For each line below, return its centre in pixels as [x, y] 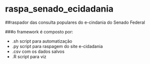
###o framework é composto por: [39, 32]
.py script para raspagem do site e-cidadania [57, 46]
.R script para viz [29, 56]
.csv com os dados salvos [38, 51]
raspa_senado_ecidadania [59, 9]
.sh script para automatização [42, 41]
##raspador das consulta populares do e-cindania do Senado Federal [75, 22]
